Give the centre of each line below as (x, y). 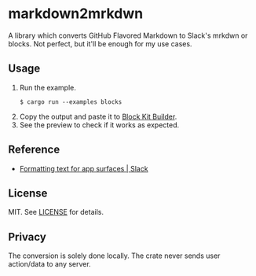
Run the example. (48, 87)
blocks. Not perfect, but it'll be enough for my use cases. (100, 43)
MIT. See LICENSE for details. (56, 212)
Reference (34, 150)
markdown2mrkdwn (76, 14)
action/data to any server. (50, 264)
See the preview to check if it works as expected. (99, 125)
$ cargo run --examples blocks (71, 102)
